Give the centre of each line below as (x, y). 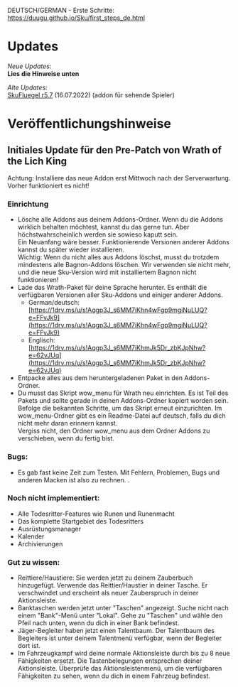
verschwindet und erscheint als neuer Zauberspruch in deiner (108, 593)
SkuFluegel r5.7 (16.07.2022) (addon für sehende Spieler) (91, 94)
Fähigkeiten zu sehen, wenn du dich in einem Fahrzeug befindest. (114, 676)
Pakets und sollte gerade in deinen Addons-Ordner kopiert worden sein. (123, 401)
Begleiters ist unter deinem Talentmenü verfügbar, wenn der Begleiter (120, 638)
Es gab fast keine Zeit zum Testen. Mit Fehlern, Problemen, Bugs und (119, 472)
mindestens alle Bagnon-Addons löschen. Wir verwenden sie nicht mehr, (124, 265)
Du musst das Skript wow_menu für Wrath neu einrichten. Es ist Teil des (123, 393)
